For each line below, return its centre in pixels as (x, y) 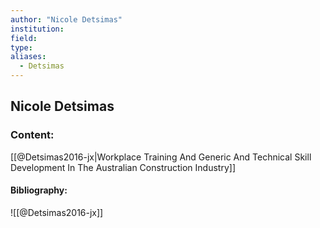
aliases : (28, 57)
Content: (32, 135)
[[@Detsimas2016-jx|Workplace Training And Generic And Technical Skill (161, 157)
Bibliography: (39, 190)
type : (21, 47)
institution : (37, 29)
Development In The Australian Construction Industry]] (123, 167)
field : (24, 38)
